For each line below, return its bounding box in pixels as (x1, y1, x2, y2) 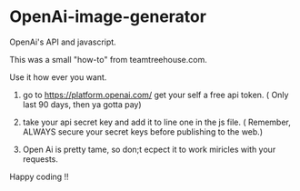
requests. (22, 153, 59, 165)
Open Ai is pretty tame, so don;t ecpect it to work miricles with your (22, 144, 276, 155)
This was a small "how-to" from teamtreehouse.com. (9, 54, 207, 65)
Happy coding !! (9, 171, 70, 182)
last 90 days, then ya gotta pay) (22, 98, 143, 110)
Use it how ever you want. (9, 71, 107, 83)
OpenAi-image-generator (9, 6, 207, 27)
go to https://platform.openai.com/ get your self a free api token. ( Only (22, 89, 289, 100)
